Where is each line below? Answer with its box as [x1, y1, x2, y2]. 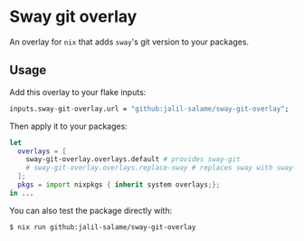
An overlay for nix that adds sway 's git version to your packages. [9, 36, 250, 47]
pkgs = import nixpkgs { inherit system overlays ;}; [17, 180, 221, 189]
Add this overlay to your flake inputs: [9, 86, 147, 97]
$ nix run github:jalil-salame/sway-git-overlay [9, 222, 196, 232]
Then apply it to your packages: [9, 120, 128, 131]
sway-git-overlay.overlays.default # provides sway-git [25, 155, 242, 164]
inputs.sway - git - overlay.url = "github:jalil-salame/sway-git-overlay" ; [9, 104, 290, 113]
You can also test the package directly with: [9, 205, 173, 216]
